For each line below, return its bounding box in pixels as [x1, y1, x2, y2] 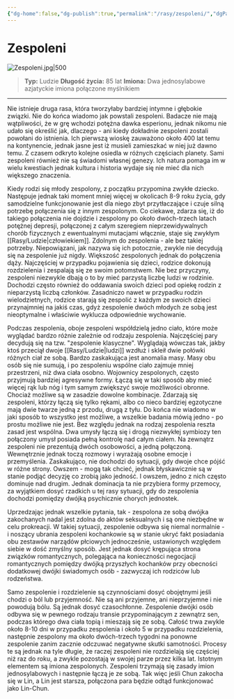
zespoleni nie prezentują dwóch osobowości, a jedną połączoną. [7, 442, 193, 450]
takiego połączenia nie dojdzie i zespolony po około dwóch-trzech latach [7, 214, 217, 222]
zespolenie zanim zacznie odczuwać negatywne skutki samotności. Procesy [7, 639, 227, 648]
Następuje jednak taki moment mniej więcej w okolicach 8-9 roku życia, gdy [7, 192, 226, 200]
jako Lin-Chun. [7, 684, 50, 692]
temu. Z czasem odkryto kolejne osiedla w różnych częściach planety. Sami [7, 148, 224, 157]
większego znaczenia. [7, 171, 71, 179]
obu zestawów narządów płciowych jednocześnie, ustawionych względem [7, 537, 221, 546]
